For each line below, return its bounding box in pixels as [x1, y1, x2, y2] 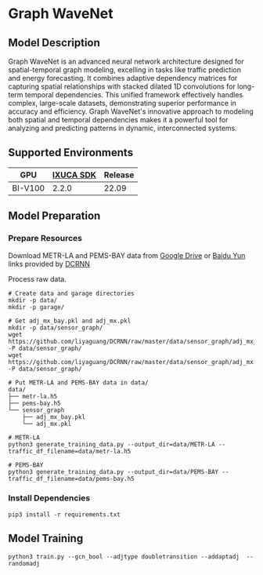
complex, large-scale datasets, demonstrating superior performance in [8, 99, 237, 107]
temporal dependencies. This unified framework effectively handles [24, 90, 243, 99]
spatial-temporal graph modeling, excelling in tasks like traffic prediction [8, 65, 241, 75]
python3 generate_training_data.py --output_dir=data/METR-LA [8, 440, 215, 448]
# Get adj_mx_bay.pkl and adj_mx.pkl [8, 317, 131, 325]
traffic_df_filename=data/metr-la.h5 [8, 447, 131, 455]
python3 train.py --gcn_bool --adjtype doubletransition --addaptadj [8, 552, 240, 561]
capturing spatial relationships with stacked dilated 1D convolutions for [8, 82, 236, 91]
